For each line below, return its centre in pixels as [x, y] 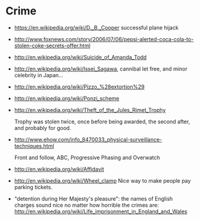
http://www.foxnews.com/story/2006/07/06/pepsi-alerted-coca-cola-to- [104, 39]
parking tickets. [33, 187]
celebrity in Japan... [39, 75]
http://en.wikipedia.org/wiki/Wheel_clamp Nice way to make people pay [102, 180]
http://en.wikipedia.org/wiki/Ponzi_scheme [67, 98]
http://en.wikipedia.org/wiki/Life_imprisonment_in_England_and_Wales [101, 211]
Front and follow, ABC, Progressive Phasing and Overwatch [87, 158]
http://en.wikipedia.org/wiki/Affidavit [59, 169]
